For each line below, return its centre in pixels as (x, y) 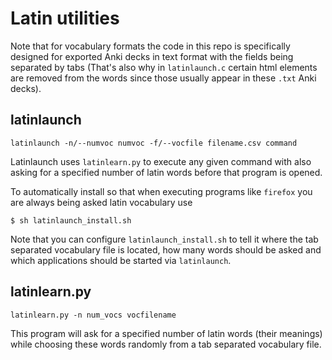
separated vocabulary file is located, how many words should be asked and (166, 249)
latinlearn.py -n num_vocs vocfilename (93, 315)
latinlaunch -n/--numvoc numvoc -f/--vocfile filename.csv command (154, 143)
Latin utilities (65, 18)
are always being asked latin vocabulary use (101, 202)
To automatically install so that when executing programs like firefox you (161, 191)
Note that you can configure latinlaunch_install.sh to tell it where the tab (164, 239)
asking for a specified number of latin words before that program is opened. (166, 172)
